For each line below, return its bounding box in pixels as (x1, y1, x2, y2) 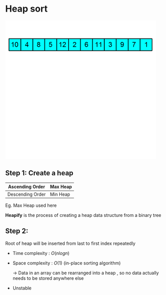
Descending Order (7, 191, 46, 197)
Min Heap (50, 191, 70, 197)
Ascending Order (8, 183, 46, 190)
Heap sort (5, 3, 48, 15)
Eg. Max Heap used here (5, 202, 57, 208)
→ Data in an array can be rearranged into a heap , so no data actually (12, 270, 159, 276)
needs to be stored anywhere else (12, 275, 84, 281)
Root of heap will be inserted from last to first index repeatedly (5, 240, 136, 246)
